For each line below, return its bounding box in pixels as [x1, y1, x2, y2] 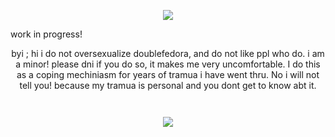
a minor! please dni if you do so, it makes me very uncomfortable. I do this [15, 58, 321, 70]
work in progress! [10, 28, 83, 40]
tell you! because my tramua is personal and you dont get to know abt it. [19, 80, 317, 91]
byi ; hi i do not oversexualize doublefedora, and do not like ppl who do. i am [11, 48, 325, 59]
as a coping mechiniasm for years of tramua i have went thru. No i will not [16, 69, 320, 80]
